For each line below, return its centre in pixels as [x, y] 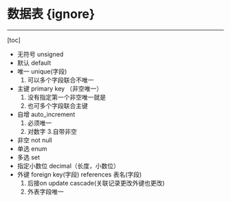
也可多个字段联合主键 [57, 105]
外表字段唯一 [45, 191]
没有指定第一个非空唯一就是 [67, 97]
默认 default [34, 63]
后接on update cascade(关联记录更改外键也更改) [96, 183]
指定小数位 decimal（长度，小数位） [68, 166]
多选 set [28, 157]
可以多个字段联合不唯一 [60, 80]
